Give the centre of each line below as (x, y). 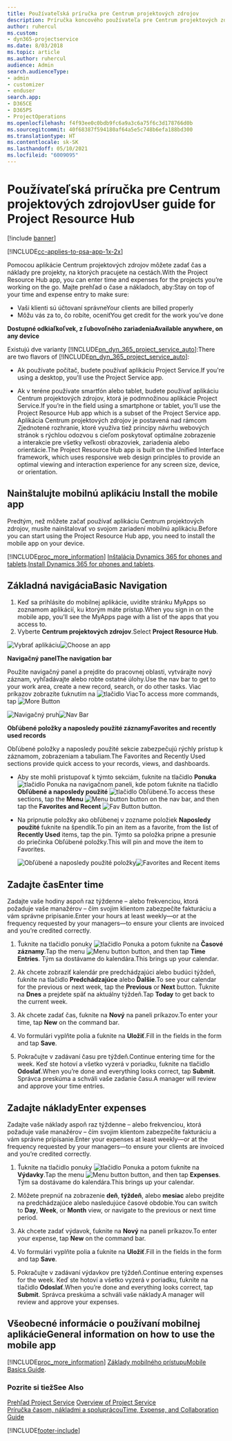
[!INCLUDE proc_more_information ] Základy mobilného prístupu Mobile (107, 1362)
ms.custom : (23, 33)
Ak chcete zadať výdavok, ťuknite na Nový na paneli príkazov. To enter (117, 1231)
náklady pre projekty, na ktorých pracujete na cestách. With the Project (108, 272)
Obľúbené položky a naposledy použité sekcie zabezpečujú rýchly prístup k (115, 749)
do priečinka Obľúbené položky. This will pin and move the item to (110, 842)
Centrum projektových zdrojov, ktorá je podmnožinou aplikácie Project (117, 398)
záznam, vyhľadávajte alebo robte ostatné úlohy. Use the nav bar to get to (112, 679)
